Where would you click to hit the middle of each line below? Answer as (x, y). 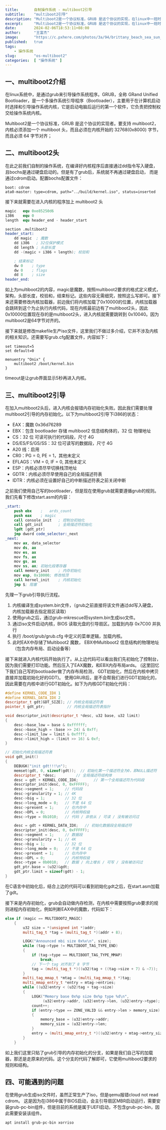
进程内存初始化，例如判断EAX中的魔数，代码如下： (61, 909)
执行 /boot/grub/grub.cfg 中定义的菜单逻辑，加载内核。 (68, 636)
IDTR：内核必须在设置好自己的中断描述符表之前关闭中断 (69, 480)
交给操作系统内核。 (25, 113)
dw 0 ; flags (31, 270)
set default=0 (20, 351)
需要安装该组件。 (27, 1113)
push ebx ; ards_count (43, 511)
